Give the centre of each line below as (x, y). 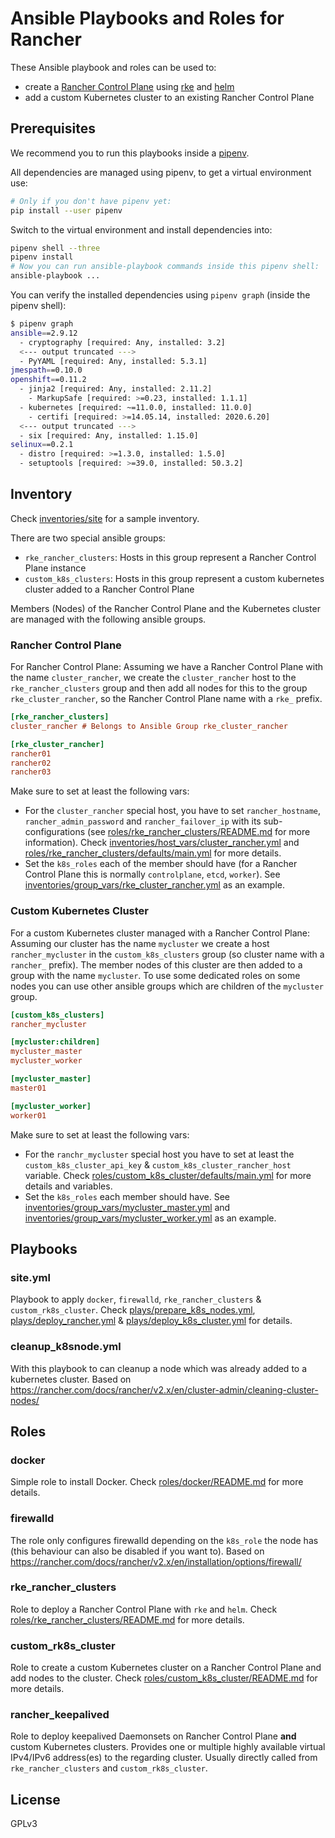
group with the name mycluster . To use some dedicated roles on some (155, 975)
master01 (28, 1088)
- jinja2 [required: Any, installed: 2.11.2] (116, 389)
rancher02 (31, 763)
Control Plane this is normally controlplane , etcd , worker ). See (152, 874)
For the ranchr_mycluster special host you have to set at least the (159, 1154)
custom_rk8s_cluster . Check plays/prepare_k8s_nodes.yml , (133, 1310)
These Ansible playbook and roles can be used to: (113, 67)
